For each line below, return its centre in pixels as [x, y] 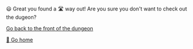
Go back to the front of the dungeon [50, 28]
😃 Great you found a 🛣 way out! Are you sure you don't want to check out [97, 9]
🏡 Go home [20, 40]
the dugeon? [21, 17]
